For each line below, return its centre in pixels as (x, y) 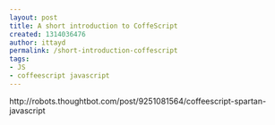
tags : (19, 59)
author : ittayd (38, 42)
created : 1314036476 (48, 34)
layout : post (34, 17)
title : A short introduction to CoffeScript (94, 26)
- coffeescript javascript (60, 76)
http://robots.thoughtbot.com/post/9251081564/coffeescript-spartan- (138, 101)
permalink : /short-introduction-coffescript (94, 51)
